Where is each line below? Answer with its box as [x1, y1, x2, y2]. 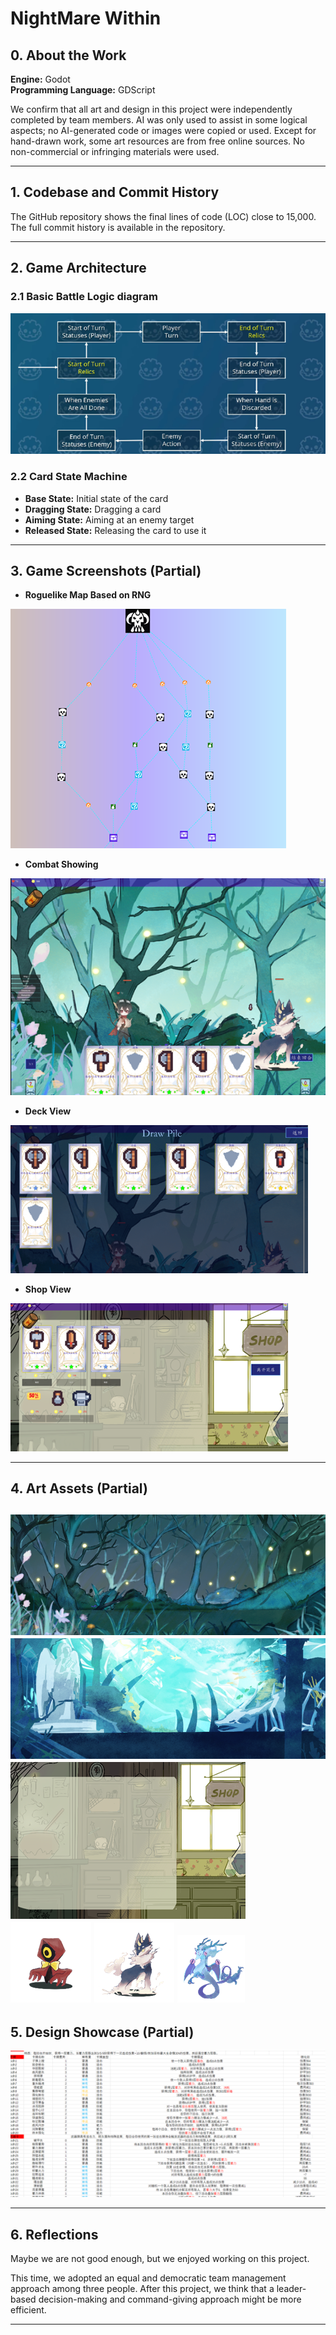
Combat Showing [24, 858, 99, 871]
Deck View [24, 1105, 72, 1117]
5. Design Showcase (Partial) [10, 2023, 195, 2041]
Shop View [24, 1283, 72, 1295]
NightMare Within [10, 7, 162, 30]
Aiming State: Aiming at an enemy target [24, 513, 195, 526]
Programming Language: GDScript [10, 84, 156, 96]
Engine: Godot [10, 73, 71, 85]
